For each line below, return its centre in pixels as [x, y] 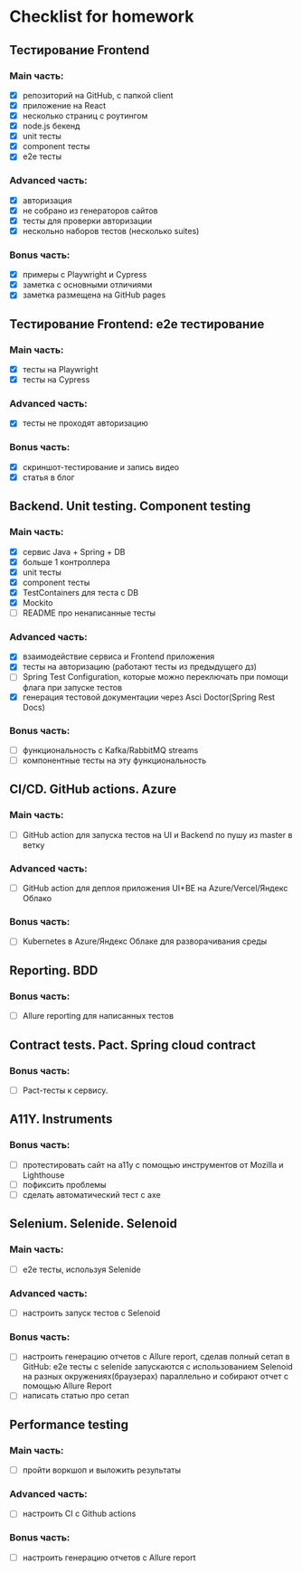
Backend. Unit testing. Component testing [130, 507]
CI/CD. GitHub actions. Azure [93, 790]
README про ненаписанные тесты [89, 613]
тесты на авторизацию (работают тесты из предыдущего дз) [140, 667]
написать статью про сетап [75, 1396]
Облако [37, 899]
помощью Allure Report [67, 1386]
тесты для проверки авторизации [87, 221]
